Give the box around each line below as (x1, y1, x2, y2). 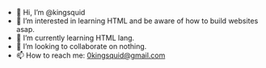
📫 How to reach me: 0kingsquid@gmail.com (15, 50, 166, 60)
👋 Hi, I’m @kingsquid (15, 8, 86, 17)
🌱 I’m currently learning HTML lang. (15, 33, 135, 42)
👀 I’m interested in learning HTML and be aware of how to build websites (15, 16, 259, 26)
